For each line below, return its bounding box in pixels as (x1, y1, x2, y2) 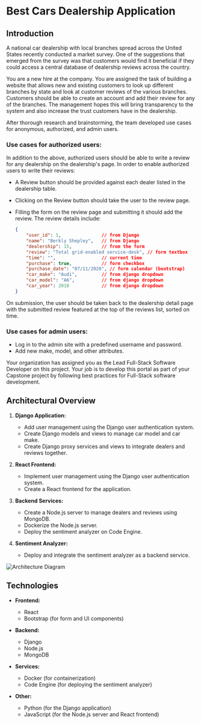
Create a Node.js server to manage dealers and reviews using (23, 508, 178, 516)
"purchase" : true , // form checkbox (26, 260, 145, 266)
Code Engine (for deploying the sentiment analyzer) (23, 681, 152, 688)
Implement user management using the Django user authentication (23, 472, 190, 479)
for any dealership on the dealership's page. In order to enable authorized (6, 161, 190, 168)
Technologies (6, 581, 59, 591)
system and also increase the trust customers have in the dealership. (6, 107, 178, 114)
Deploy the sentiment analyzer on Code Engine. (23, 528, 143, 535)
